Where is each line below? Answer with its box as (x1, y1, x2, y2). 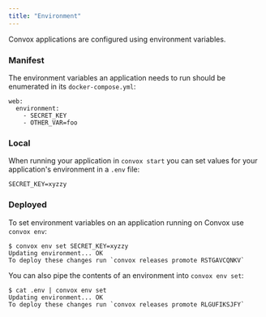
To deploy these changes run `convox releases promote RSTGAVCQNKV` (8, 256, 245, 264)
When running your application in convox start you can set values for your (8, 156, 258, 166)
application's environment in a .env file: (8, 164, 140, 175)
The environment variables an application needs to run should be (8, 72, 226, 82)
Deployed (8, 199, 47, 211)
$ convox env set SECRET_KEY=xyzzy (8, 241, 129, 250)
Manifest (8, 54, 45, 66)
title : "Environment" (8, 11, 82, 20)
